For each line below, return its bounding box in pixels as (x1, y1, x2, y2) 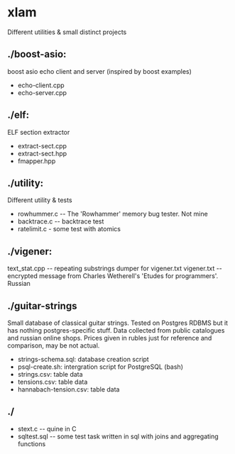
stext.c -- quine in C (17, 424, 77, 433)
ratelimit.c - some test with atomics (17, 225, 121, 233)
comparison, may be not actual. (7, 341, 100, 350)
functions (17, 439, 46, 448)
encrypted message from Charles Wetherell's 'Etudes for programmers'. (7, 272, 219, 280)
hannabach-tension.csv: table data (17, 385, 120, 394)
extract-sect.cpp (17, 141, 67, 150)
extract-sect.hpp (17, 149, 67, 157)
